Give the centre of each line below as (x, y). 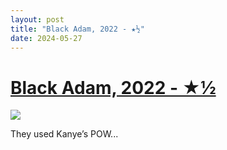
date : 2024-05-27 (46, 38)
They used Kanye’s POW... (64, 134)
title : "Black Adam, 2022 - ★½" (77, 29)
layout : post (37, 19)
